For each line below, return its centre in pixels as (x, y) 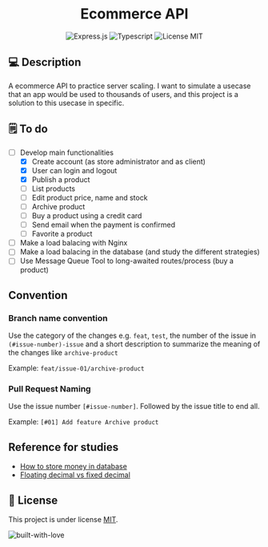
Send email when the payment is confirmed (104, 225)
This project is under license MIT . (63, 519)
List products (54, 188)
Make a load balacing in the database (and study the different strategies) (140, 252)
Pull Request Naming (50, 388)
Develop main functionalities (67, 152)
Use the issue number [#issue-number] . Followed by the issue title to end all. (134, 407)
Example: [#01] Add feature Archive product (84, 422)
